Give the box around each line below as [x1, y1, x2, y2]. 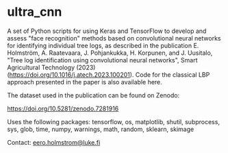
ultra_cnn [7, 4, 62, 20]
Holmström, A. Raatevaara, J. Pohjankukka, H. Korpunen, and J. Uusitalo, [7, 49, 213, 57]
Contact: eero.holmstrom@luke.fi [7, 138, 101, 146]
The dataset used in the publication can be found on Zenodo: [7, 91, 180, 99]
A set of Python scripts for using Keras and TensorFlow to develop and [7, 27, 207, 35]
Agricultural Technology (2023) [7, 63, 96, 71]
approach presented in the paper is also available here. [7, 78, 162, 86]
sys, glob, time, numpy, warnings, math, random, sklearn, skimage [7, 125, 194, 133]
